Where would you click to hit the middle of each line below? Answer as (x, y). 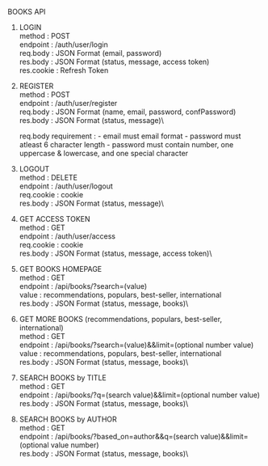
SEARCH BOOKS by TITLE (63, 378)
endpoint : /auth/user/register (68, 103)
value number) (75, 445)
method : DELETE (48, 178)
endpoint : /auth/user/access (67, 236)
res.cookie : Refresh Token (64, 70)
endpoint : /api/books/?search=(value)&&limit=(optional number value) (136, 345)
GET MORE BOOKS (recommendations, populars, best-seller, (121, 319)
